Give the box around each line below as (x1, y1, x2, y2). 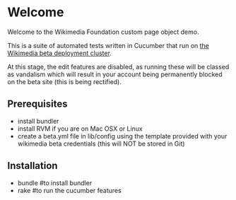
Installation (7, 160, 58, 172)
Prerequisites (7, 98, 68, 110)
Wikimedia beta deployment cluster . (7, 49, 112, 57)
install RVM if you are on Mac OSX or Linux (17, 124, 143, 133)
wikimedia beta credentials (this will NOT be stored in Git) (17, 139, 185, 148)
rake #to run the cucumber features (17, 186, 122, 194)
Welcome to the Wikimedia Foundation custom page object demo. (7, 28, 199, 36)
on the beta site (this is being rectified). (7, 77, 122, 86)
